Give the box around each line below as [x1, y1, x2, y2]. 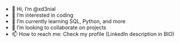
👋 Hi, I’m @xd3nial [11, 6, 56, 12]
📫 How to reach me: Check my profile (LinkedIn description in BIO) [11, 31, 175, 37]
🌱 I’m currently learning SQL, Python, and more [11, 18, 126, 24]
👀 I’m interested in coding [11, 12, 74, 19]
